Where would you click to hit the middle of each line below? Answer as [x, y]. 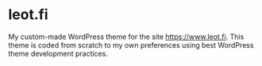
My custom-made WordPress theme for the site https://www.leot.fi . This [126, 37]
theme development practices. [58, 53]
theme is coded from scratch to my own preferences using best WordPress [131, 45]
